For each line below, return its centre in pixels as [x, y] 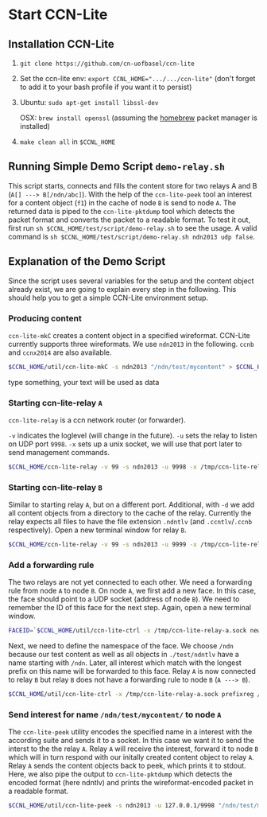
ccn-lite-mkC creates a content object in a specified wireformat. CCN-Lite [129, 335]
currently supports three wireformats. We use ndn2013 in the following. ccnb [131, 344]
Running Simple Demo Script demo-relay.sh [116, 167]
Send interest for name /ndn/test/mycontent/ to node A [115, 715]
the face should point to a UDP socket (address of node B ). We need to [124, 599]
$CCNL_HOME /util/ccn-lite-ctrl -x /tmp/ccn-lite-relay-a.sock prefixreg [131, 694]
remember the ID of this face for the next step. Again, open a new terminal [130, 608]
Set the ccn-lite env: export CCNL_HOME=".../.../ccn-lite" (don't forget [137, 78]
